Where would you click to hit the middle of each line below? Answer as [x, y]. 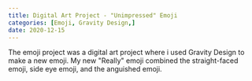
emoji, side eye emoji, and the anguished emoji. [85, 69]
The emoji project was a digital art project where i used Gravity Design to [126, 53]
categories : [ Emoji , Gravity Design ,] [72, 23]
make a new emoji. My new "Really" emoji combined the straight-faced [123, 61]
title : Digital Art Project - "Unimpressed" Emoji [93, 15]
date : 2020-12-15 [37, 30]
